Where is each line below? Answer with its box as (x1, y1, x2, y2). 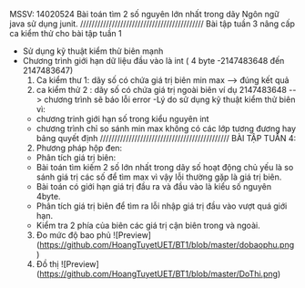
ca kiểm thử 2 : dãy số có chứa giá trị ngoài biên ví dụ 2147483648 (36, 85, 287, 95)
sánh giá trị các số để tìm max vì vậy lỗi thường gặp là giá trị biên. (36, 171, 282, 182)
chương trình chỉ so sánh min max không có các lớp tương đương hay (36, 123, 297, 134)
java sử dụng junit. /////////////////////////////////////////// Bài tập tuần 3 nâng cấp (9, 18, 296, 29)
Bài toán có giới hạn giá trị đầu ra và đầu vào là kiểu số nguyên (36, 181, 271, 191)
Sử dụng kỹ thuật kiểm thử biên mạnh (22, 46, 164, 57)
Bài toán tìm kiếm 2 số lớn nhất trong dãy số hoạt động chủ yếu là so (36, 162, 294, 172)
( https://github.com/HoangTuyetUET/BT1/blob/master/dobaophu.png (36, 240, 295, 250)
